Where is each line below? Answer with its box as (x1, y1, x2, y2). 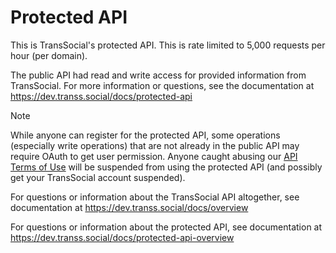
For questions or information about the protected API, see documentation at (10, 221, 323, 233)
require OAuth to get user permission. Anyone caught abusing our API (10, 150, 298, 162)
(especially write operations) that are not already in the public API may (10, 139, 300, 151)
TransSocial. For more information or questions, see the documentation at (10, 79, 315, 91)
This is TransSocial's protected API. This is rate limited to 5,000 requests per (10, 39, 326, 51)
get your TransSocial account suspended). (10, 171, 186, 183)
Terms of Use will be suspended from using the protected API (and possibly (10, 161, 323, 173)
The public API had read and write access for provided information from (10, 69, 307, 81)
